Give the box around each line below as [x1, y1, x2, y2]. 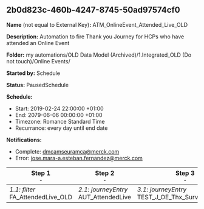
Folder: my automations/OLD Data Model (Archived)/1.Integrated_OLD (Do [6, 51, 192, 58]
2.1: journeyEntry [78, 185, 128, 194]
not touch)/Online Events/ [6, 57, 71, 65]
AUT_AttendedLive [78, 193, 132, 201]
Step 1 [31, 169, 50, 177]
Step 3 [175, 169, 195, 177]
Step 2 [95, 169, 115, 177]
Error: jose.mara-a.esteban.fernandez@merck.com [15, 154, 143, 161]
